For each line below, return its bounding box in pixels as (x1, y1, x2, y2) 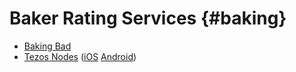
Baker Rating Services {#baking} (9, 7, 287, 30)
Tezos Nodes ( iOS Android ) (23, 50, 137, 62)
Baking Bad (23, 40, 72, 52)
